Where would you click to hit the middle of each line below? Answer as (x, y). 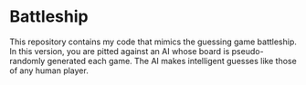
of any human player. (49, 71)
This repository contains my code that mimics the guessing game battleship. (153, 42)
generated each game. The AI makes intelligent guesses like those (172, 61)
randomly (27, 61)
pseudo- (248, 51)
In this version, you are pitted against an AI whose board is (120, 51)
